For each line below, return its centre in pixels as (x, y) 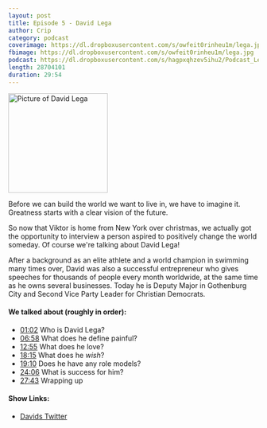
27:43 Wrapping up (51, 380)
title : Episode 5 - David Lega (60, 23)
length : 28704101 (37, 68)
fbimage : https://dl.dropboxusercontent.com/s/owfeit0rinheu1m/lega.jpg (131, 53)
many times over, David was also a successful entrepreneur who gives (124, 268)
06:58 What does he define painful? (78, 338)
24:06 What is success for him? (72, 372)
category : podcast (39, 38)
